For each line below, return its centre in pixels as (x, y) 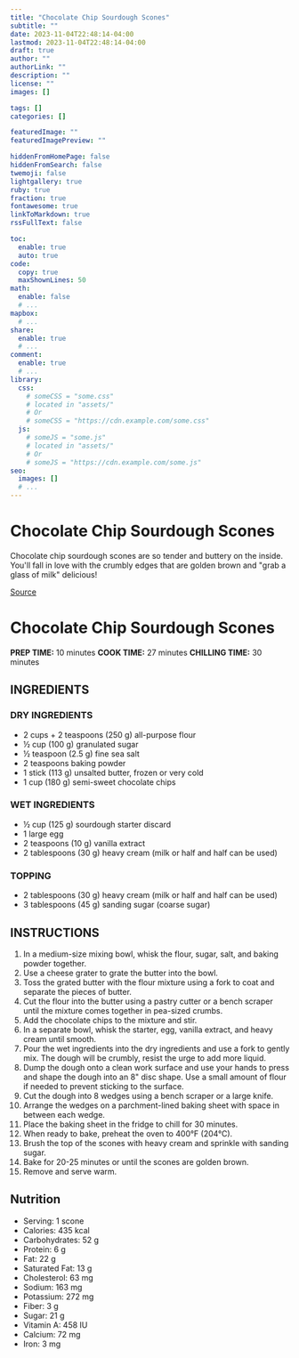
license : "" (32, 84)
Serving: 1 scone (53, 1221)
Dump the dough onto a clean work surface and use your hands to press (156, 1067)
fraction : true (38, 198)
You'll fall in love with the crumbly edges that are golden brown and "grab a (148, 565)
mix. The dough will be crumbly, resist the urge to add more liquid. (144, 1058)
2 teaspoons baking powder (74, 763)
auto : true (38, 255)
